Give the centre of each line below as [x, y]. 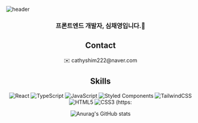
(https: [124, 102]
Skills [100, 82]
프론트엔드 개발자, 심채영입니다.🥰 [100, 26]
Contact [100, 46]
